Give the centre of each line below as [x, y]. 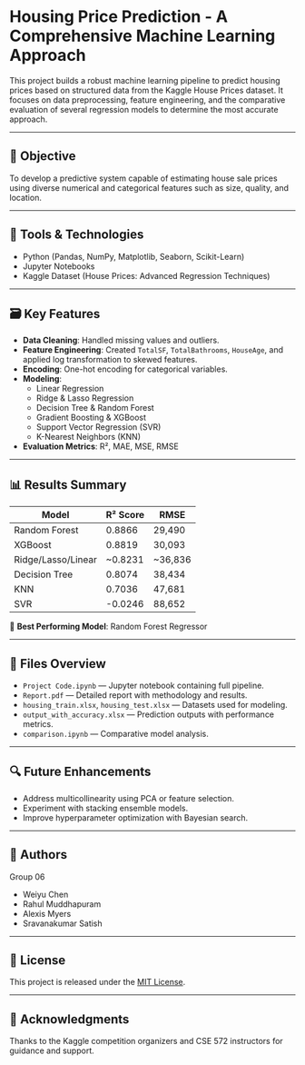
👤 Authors [39, 855]
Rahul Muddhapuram [62, 904]
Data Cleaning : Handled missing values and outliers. [121, 340]
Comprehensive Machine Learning [143, 36]
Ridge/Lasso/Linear [56, 560]
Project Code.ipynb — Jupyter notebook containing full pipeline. [143, 685]
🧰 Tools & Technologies [77, 235]
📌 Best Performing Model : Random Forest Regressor [108, 627]
